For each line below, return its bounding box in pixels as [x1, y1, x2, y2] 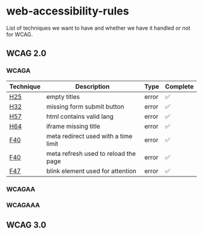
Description [75, 82, 110, 90]
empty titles [46, 92, 80, 101]
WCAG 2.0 [6, 48, 47, 59]
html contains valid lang [46, 112, 114, 121]
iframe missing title [46, 122, 101, 130]
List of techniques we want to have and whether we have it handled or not [6, 24, 190, 32]
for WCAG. [6, 30, 33, 38]
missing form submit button [46, 102, 124, 110]
